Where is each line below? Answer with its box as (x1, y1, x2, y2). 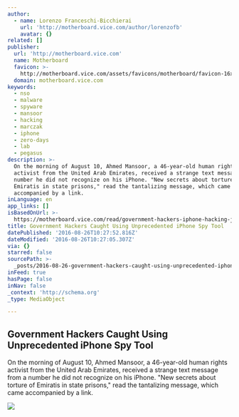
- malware (14, 97, 43, 104)
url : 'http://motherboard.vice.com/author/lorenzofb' (20, 24, 183, 31)
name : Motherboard (14, 57, 69, 64)
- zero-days (14, 136, 50, 143)
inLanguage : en (7, 196, 53, 203)
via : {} (7, 242, 31, 249)
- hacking (14, 116, 43, 123)
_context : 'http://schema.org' (7, 289, 100, 296)
